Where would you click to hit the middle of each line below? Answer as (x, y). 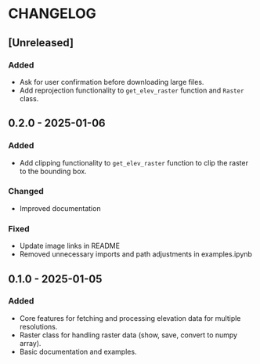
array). (30, 343)
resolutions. (38, 326)
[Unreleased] (41, 43)
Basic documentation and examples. (78, 351)
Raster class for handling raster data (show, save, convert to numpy (128, 335)
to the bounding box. (53, 171)
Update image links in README (69, 246)
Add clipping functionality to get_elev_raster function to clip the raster (134, 162)
